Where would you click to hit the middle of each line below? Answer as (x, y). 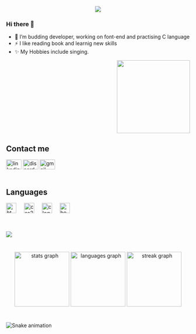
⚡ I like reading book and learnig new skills (66, 43)
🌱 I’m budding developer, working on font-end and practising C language (102, 37)
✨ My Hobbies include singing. (52, 52)
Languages (27, 192)
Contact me (28, 149)
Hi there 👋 (20, 25)
